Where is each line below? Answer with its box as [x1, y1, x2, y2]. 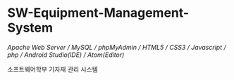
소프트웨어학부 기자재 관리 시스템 [7, 65, 99, 73]
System [7, 20, 54, 36]
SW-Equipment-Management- [7, 5, 190, 21]
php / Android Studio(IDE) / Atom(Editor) [7, 51, 125, 59]
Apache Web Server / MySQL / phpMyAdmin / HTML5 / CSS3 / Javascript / [7, 43, 227, 51]
